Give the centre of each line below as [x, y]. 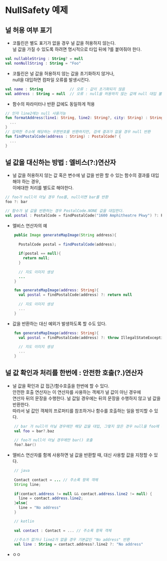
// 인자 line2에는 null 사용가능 [36, 113]
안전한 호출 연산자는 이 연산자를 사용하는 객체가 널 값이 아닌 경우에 [77, 392]
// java [22, 471]
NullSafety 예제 [37, 10]
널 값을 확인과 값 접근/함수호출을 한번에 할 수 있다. [61, 386]
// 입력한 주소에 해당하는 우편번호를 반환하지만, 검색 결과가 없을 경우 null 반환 [78, 132]
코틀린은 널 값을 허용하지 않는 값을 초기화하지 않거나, [63, 73]
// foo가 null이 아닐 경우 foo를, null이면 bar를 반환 [57, 197]
